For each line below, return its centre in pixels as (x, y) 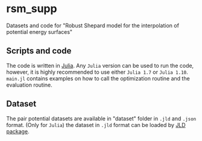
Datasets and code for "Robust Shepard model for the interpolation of (93, 25)
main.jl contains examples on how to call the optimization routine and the (98, 78)
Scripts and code (39, 51)
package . (18, 131)
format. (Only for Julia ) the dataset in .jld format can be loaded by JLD (96, 125)
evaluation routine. (29, 85)
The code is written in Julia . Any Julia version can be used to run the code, (100, 65)
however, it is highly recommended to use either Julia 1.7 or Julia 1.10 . (97, 72)
